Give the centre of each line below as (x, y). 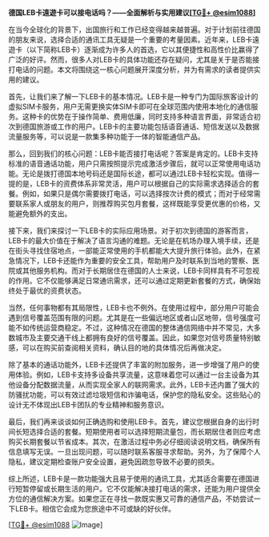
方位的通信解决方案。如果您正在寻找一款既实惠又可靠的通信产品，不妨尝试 (131, 499)
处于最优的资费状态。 (50, 291)
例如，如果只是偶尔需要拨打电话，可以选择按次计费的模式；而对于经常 (138, 194)
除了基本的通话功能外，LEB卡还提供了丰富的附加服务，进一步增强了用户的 (130, 365)
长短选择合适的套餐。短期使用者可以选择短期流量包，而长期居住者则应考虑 (138, 432)
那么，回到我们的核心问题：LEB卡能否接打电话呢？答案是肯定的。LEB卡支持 (133, 154)
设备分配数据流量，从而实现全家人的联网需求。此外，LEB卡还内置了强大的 (137, 385)
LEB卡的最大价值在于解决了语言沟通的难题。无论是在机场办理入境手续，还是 (134, 240)
